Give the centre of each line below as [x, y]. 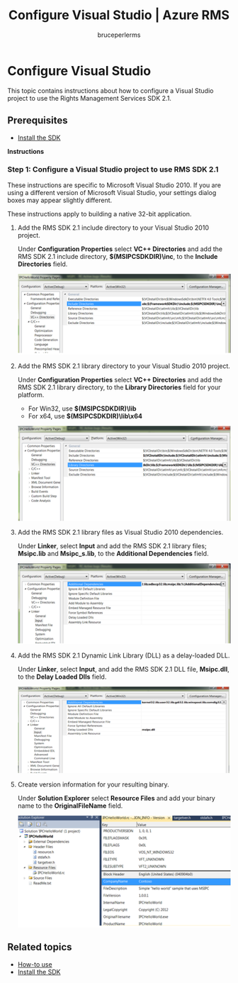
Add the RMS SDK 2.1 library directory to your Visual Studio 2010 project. [124, 366]
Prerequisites [38, 121]
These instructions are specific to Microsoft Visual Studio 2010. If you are [114, 185]
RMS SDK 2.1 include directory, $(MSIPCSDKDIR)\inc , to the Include [118, 256]
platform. [31, 394]
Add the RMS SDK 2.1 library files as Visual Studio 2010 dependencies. [120, 533]
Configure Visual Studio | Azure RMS [119, 15]
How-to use [35, 964]
